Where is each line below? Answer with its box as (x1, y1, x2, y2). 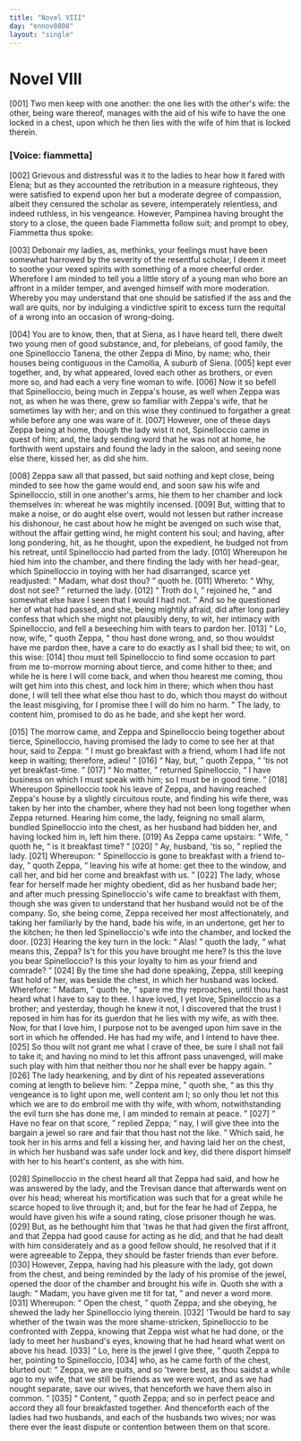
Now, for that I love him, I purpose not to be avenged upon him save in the (9, 1021, 282, 1033)
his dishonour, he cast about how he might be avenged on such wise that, (9, 517, 282, 528)
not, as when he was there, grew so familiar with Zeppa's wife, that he (9, 395, 269, 406)
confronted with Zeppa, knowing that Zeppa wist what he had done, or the (9, 1326, 284, 1337)
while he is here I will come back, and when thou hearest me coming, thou (9, 670, 284, 681)
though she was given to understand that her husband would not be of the (9, 897, 284, 908)
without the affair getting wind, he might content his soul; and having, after (9, 527, 285, 538)
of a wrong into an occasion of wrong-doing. (9, 311, 175, 322)
